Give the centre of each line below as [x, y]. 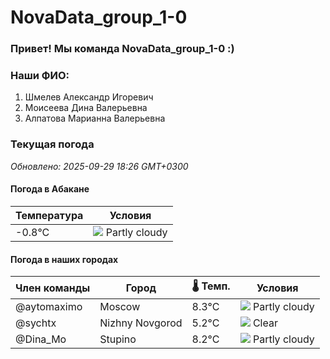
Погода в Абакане [50, 189]
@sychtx [36, 323]
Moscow [120, 307]
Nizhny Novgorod [141, 323]
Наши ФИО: [40, 76]
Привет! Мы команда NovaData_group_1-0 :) [122, 49]
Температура [49, 215]
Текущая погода [52, 144]
